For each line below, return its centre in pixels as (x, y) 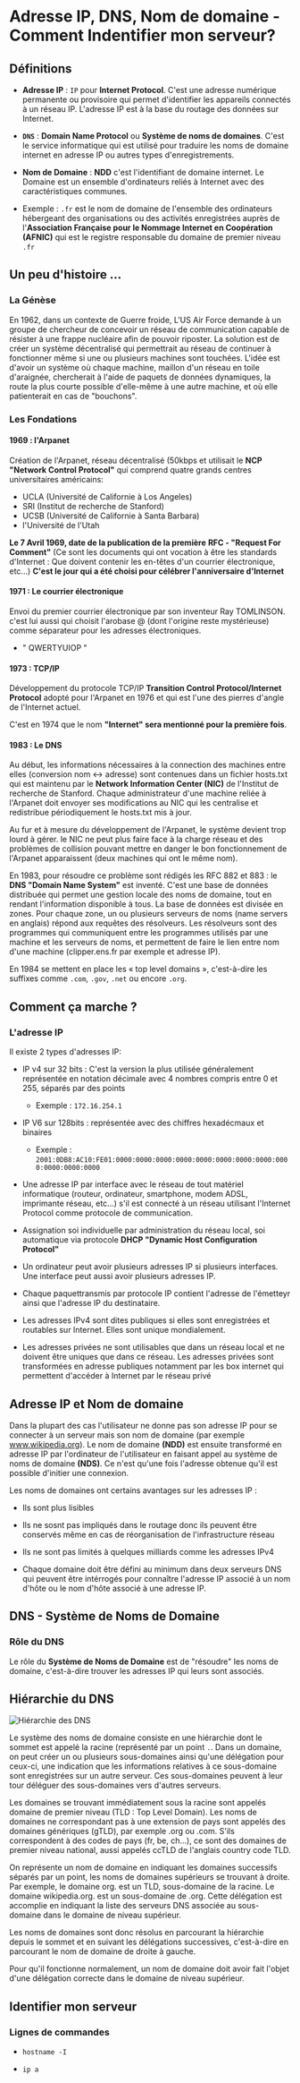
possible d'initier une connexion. (69, 1473)
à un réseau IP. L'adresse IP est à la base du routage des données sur (150, 109)
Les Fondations (43, 419)
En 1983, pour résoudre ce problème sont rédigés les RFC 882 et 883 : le (144, 875)
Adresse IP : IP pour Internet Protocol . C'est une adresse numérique (149, 90)
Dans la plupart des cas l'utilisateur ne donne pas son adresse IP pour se (143, 1425)
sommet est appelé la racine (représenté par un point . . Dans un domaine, (146, 1747)
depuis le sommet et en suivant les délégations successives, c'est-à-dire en (149, 1942)
